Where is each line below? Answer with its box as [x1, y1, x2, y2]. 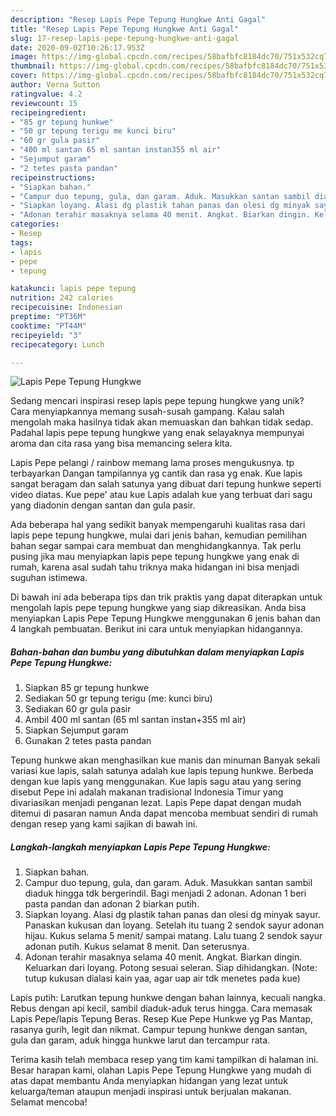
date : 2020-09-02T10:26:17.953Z [10, 42, 145, 53]
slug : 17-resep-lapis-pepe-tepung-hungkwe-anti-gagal [10, 33, 240, 43]
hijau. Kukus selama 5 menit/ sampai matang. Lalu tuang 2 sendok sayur [24, 930, 323, 942]
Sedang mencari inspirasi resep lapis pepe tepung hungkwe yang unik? [10, 395, 305, 407]
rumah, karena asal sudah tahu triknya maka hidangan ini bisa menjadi [10, 561, 300, 573]
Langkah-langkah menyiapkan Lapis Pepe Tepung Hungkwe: [10, 841, 271, 853]
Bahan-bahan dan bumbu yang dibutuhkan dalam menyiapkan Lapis [10, 646, 305, 658]
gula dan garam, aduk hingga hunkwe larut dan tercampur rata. [10, 1034, 271, 1046]
